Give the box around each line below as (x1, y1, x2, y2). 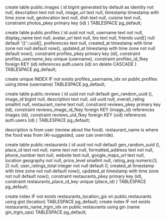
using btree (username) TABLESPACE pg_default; (5, 81, 106, 87)
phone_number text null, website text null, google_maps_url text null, (5, 152, 145, 158)
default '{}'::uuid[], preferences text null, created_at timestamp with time (5, 40, 153, 46)
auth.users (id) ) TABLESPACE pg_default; (5, 117, 91, 123)
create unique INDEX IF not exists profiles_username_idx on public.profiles (5, 76, 158, 82)
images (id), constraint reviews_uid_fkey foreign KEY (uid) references (5, 112, 147, 118)
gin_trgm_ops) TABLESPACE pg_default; (5, 209, 87, 215)
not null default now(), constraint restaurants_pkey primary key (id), (5, 173, 143, 179)
